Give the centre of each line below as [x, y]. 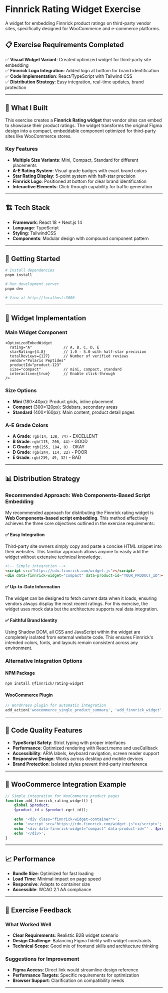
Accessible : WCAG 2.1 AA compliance [52, 890]
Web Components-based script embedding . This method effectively [77, 518]
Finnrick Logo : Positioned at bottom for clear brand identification [79, 181]
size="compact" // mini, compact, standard [66, 369]
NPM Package [20, 673]
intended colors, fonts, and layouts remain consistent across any [72, 643]
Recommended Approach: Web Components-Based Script [78, 495]
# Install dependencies [30, 270]
